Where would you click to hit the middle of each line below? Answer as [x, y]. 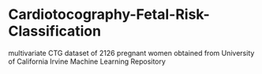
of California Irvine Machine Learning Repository [87, 61]
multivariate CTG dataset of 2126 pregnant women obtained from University [131, 53]
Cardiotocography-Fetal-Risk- [109, 15]
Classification [54, 31]
